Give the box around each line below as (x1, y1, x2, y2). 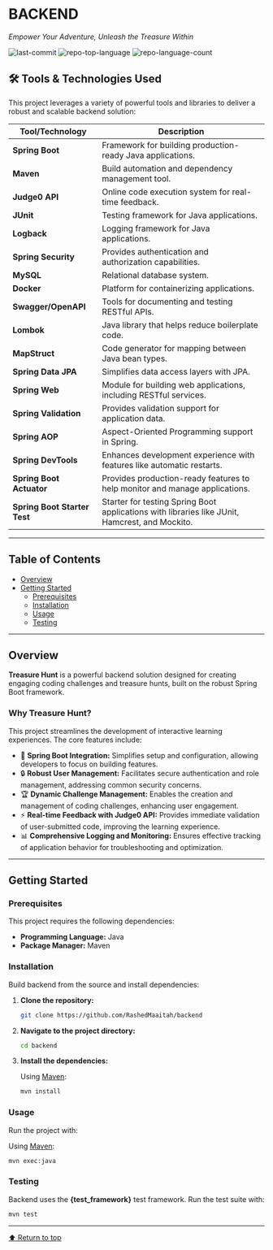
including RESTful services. (101, 389, 207, 401)
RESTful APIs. (101, 306, 154, 317)
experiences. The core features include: (8, 735, 142, 744)
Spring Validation (12, 407, 81, 419)
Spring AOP (12, 431, 58, 442)
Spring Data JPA (12, 366, 77, 377)
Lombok (12, 324, 45, 336)
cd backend (19, 1041, 58, 1049)
